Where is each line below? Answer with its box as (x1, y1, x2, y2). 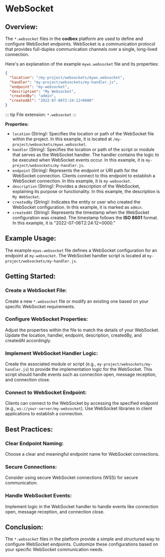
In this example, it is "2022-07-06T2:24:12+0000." (12, 220, 116, 226)
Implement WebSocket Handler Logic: (5, 350, 98, 357)
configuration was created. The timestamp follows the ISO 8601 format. (12, 215, 159, 220)
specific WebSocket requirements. (5, 303, 76, 309)
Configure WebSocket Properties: (5, 316, 88, 322)
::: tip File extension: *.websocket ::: (5, 112, 77, 118)
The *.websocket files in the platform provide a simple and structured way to (5, 536, 160, 542)
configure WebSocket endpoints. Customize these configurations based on (5, 541, 158, 547)
